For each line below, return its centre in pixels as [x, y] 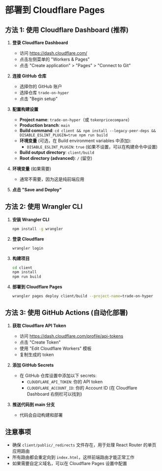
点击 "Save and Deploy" [37, 190]
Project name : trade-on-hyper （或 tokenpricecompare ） [76, 120]
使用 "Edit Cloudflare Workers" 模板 [55, 348]
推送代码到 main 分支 [33, 404]
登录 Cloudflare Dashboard [40, 43]
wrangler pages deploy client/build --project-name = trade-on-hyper [83, 296]
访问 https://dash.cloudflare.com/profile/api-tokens [71, 336]
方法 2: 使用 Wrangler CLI [44, 207]
